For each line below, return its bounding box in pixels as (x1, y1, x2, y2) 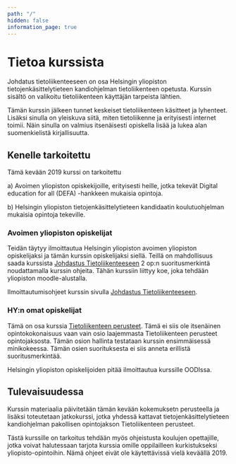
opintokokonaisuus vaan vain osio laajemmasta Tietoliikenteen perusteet (7, 329, 218, 337)
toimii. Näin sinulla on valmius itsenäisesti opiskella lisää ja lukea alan (7, 121, 208, 129)
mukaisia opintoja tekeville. (7, 210, 86, 219)
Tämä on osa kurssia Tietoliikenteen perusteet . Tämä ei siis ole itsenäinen (7, 321, 221, 330)
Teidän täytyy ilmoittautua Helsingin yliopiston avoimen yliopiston (7, 244, 197, 253)
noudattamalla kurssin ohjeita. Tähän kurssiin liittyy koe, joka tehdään (7, 267, 209, 275)
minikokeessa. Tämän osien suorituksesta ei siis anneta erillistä (7, 344, 191, 352)
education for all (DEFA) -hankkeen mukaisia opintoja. (7, 189, 163, 198)
